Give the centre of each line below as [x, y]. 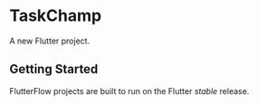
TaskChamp [56, 16]
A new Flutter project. [50, 41]
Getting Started [54, 69]
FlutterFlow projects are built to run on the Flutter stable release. [129, 91]
